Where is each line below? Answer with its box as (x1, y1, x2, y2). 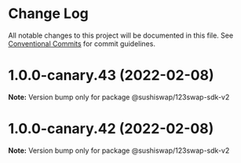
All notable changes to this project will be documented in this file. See (8, 31, 234, 40)
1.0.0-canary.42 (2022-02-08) (8, 120, 214, 138)
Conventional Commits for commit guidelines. (8, 38, 155, 48)
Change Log (8, 5, 89, 23)
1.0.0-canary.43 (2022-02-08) (8, 67, 214, 85)
